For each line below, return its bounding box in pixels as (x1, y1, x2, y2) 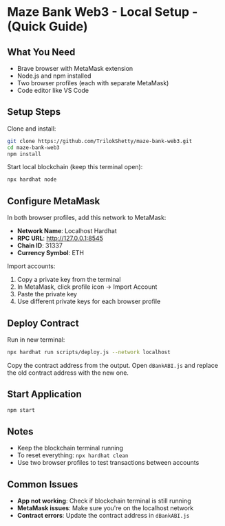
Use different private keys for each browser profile (17, 297, 161, 306)
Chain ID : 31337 (17, 241, 63, 250)
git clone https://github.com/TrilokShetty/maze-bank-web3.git (7, 138, 193, 144)
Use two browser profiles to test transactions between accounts (17, 459, 200, 467)
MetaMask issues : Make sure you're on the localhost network (17, 504, 194, 512)
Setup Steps (7, 106, 61, 118)
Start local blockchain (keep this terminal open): (7, 163, 143, 171)
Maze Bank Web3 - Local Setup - (7, 4, 198, 20)
